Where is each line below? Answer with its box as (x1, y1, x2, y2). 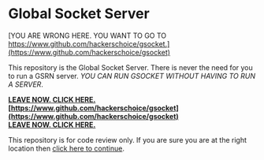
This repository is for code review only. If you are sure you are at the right (8, 135, 247, 144)
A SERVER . (8, 80, 43, 89)
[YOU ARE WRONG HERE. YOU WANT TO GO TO (8, 31, 167, 40)
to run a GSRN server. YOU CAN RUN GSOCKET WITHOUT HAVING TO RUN (8, 71, 256, 80)
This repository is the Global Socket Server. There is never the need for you (8, 62, 254, 72)
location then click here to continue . (8, 143, 125, 153)
